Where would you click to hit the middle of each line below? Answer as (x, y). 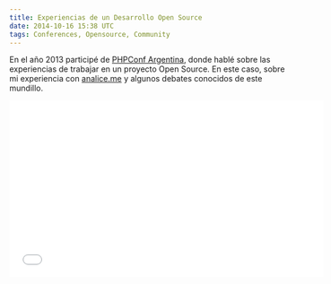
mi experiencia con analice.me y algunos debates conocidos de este (136, 79)
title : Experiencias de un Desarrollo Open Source (106, 17)
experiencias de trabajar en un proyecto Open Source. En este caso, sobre (147, 69)
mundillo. (26, 88)
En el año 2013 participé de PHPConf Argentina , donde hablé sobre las (140, 60)
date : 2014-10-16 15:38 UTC (62, 26)
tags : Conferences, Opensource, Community (90, 34)
